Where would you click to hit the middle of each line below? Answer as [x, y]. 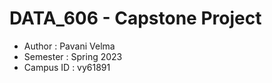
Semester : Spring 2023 [73, 56]
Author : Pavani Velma [69, 46]
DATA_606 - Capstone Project [135, 18]
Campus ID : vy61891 [67, 67]
